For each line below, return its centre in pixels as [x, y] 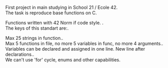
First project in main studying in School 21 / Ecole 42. [62, 7]
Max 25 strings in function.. [34, 38]
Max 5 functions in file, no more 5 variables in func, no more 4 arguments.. [84, 43]
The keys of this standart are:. [37, 28]
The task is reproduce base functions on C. [51, 13]
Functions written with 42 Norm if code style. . [54, 23]
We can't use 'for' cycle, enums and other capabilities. [63, 60]
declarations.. [20, 54]
